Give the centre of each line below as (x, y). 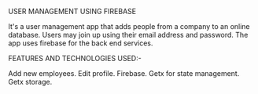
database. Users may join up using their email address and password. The (128, 35)
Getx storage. (30, 82)
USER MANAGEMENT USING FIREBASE (72, 11)
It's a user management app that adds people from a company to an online (129, 26)
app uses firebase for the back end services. (81, 43)
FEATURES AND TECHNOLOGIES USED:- (75, 58)
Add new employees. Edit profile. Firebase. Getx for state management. (124, 73)
